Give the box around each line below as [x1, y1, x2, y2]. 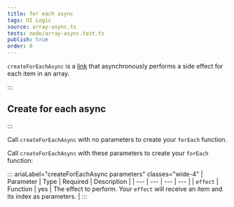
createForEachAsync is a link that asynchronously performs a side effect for [7, 62, 223, 70]
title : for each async [7, 10, 74, 17]
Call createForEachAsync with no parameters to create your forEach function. [7, 135, 228, 143]
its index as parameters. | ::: [7, 192, 88, 200]
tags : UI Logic [7, 17, 52, 24]
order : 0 [7, 43, 33, 50]
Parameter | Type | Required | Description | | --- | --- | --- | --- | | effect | [7, 177, 219, 185]
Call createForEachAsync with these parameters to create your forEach [7, 148, 209, 157]
